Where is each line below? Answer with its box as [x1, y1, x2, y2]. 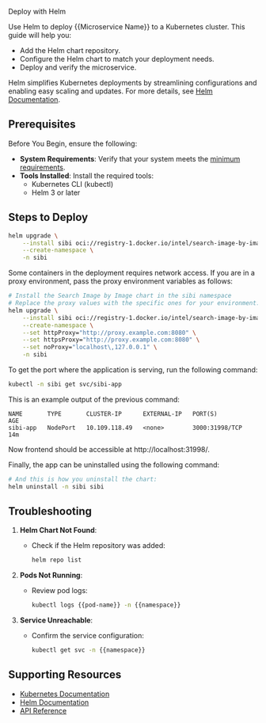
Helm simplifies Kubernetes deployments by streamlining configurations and [8, 78, 257, 87]
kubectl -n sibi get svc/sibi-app [8, 380, 123, 388]
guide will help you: [8, 31, 72, 40]
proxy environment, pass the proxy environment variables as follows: [8, 276, 234, 286]
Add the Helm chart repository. [19, 46, 121, 55]
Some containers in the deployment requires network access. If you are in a [8, 268, 256, 278]
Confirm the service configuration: [31, 631, 145, 641]
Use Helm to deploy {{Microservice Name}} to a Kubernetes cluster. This [8, 22, 245, 31]
